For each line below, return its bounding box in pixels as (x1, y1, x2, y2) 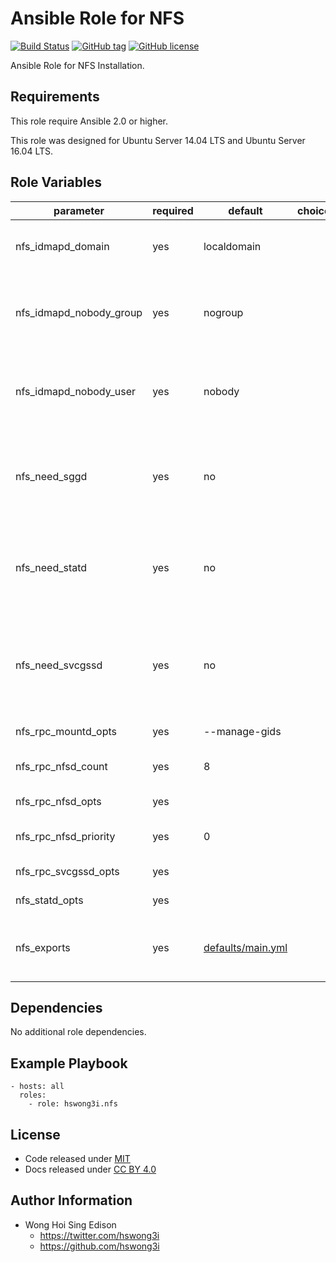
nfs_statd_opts (15, 893, 84, 907)
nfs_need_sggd (15, 469, 88, 483)
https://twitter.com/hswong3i (39, 1229, 160, 1241)
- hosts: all (10, 1082, 65, 1092)
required (152, 203, 194, 217)
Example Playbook (10, 1055, 128, 1072)
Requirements (10, 88, 100, 106)
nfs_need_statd (15, 560, 88, 574)
